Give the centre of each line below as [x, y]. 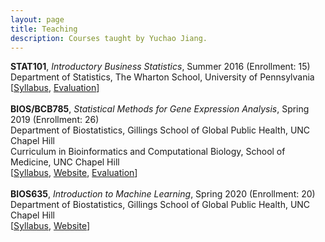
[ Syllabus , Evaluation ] [55, 88]
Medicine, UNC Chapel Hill [65, 162]
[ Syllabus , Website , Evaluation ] [74, 173]
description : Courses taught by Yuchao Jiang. [109, 38]
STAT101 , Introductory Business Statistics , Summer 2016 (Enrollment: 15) [160, 67]
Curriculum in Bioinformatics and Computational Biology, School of [148, 152]
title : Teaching [44, 29]
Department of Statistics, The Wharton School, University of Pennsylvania [162, 77]
